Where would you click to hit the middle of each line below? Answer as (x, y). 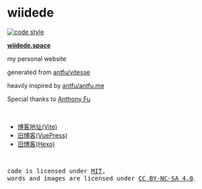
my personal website (37, 58)
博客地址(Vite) (37, 127)
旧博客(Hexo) (36, 144)
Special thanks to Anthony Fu (49, 99)
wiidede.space (29, 45)
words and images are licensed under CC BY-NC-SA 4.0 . (101, 178)
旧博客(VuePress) (42, 135)
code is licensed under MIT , (56, 171)
